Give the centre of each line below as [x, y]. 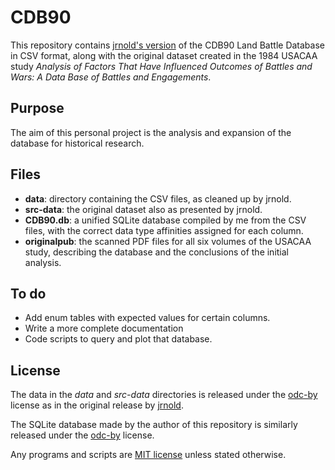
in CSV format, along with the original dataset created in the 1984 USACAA [164, 55]
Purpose [37, 108]
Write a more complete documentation [104, 328]
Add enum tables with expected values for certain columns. [147, 318]
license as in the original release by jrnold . [97, 405]
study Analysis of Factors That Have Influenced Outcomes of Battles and [161, 66]
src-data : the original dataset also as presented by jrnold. [143, 209]
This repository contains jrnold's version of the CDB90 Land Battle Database [167, 45]
